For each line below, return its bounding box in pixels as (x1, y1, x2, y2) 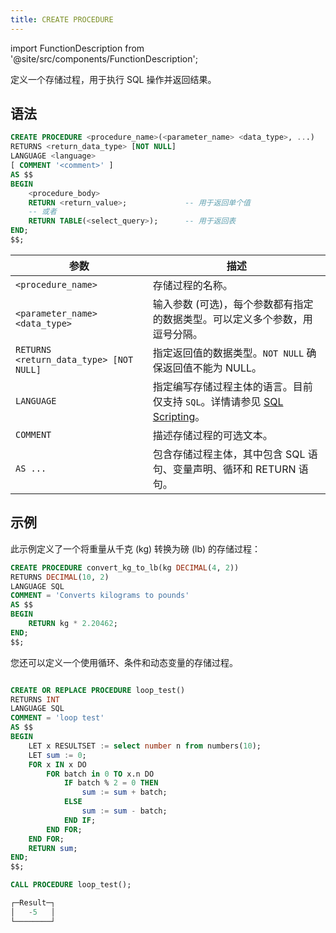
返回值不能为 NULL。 (162, 361, 263, 375)
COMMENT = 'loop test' (10, 713, 105, 723)
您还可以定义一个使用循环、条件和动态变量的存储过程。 (10, 656, 238, 668)
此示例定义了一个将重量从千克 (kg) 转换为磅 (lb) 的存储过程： (10, 542, 262, 555)
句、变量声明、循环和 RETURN (152, 462, 297, 476)
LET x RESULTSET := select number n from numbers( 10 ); (28, 741, 262, 751)
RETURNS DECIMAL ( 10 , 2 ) (10, 572, 110, 582)
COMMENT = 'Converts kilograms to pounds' (10, 591, 190, 601)
